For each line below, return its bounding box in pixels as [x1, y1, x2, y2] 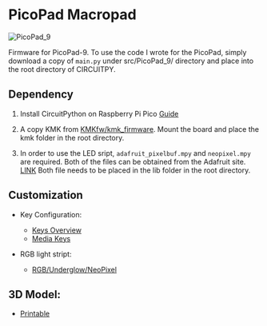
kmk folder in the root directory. [19, 133, 125, 142]
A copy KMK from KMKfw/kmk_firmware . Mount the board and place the [19, 124, 260, 133]
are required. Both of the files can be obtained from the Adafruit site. [19, 157, 246, 166]
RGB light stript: [19, 249, 72, 259]
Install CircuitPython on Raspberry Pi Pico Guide [19, 109, 179, 118]
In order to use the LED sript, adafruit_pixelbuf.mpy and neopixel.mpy [19, 148, 252, 157]
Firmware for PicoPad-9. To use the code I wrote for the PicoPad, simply [8, 47, 247, 57]
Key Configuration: [19, 209, 82, 219]
